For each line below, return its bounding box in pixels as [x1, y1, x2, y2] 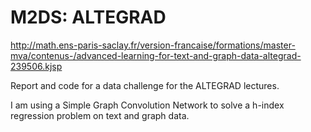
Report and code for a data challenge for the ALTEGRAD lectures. [10, 79, 280, 91]
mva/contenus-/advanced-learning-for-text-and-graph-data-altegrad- [10, 49, 302, 61]
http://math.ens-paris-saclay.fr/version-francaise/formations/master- [10, 39, 296, 51]
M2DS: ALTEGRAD [10, 6, 167, 29]
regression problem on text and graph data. [10, 109, 190, 121]
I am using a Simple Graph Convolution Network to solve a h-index [10, 99, 285, 111]
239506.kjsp [10, 60, 63, 72]
